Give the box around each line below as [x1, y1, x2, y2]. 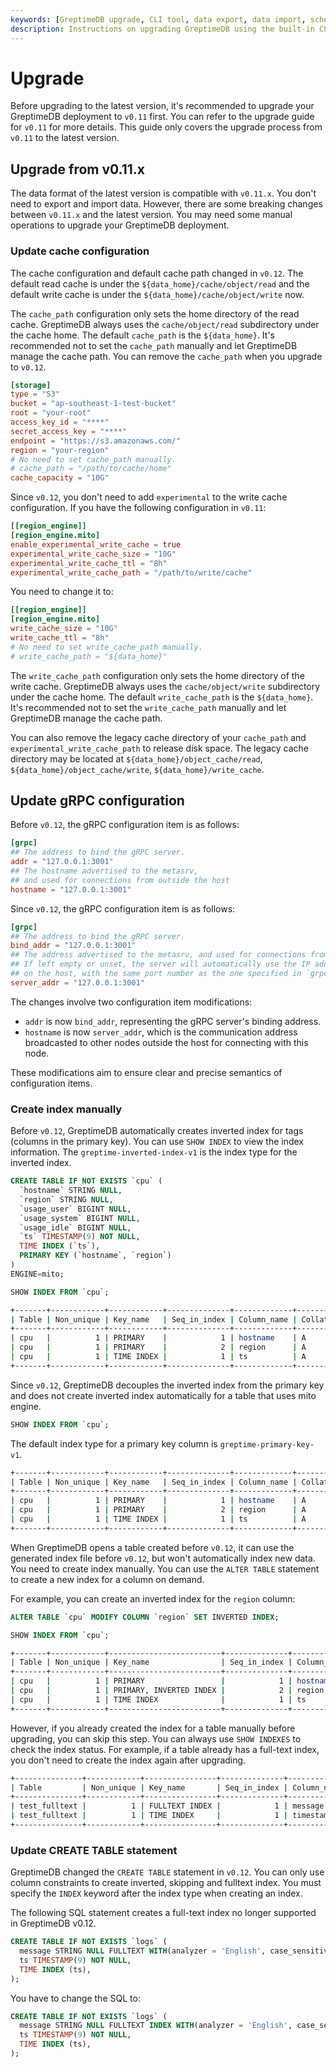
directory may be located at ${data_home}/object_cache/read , [10, 752, 263, 765]
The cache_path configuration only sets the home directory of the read [10, 307, 300, 320]
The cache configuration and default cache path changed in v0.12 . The [10, 267, 304, 279]
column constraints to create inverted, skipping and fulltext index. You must [10, 1877, 322, 1889]
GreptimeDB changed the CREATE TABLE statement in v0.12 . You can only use [10, 1866, 325, 1878]
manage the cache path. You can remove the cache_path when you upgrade [10, 350, 323, 362]
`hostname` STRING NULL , [19, 1186, 123, 1196]
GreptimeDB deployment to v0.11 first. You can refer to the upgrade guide [10, 111, 315, 123]
